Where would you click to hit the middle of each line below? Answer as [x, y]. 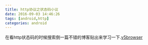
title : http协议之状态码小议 [32, 9]
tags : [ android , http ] [27, 18]
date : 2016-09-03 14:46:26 [32, 14]
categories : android [26, 23]
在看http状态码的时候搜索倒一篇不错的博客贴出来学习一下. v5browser [74, 37]
